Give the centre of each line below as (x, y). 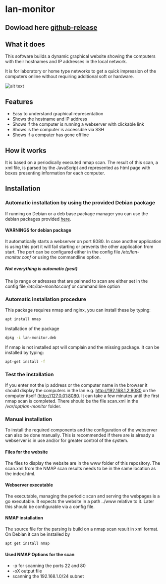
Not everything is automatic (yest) (41, 268)
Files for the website (27, 452)
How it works (26, 150)
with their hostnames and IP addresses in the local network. (66, 62)
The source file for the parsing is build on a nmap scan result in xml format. (82, 529)
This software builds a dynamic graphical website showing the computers (81, 56)
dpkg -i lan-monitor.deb (31, 338)
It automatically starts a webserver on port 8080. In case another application (83, 241)
